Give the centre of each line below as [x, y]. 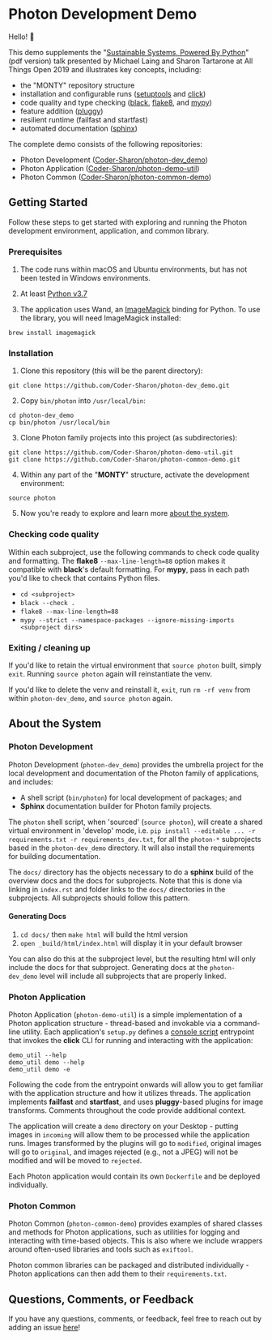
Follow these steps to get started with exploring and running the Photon [128, 222]
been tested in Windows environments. [85, 278]
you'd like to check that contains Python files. [84, 578]
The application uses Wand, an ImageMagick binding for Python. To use [140, 310]
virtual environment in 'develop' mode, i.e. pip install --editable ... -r [132, 830]
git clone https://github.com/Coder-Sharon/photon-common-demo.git [125, 460]
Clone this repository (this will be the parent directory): [111, 371]
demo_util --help [38, 1055]
